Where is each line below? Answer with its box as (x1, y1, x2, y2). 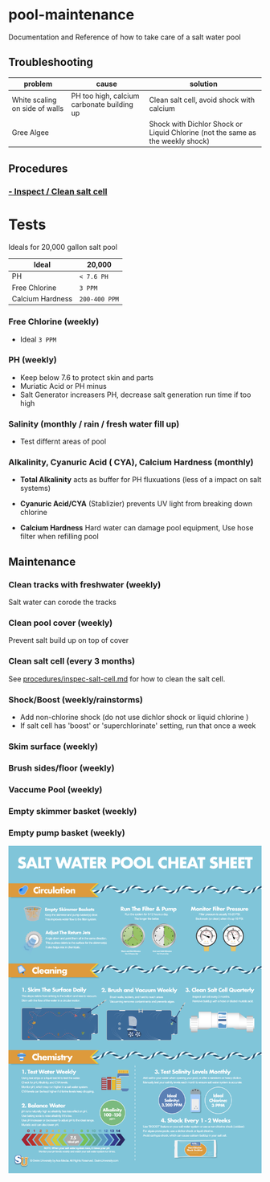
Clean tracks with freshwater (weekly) (8, 579, 162, 590)
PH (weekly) (8, 354, 58, 366)
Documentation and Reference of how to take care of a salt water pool (8, 32, 241, 42)
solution (189, 79, 219, 89)
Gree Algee (11, 127, 50, 137)
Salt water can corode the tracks (8, 597, 117, 607)
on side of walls (11, 104, 64, 113)
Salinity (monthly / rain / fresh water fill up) (8, 418, 180, 429)
